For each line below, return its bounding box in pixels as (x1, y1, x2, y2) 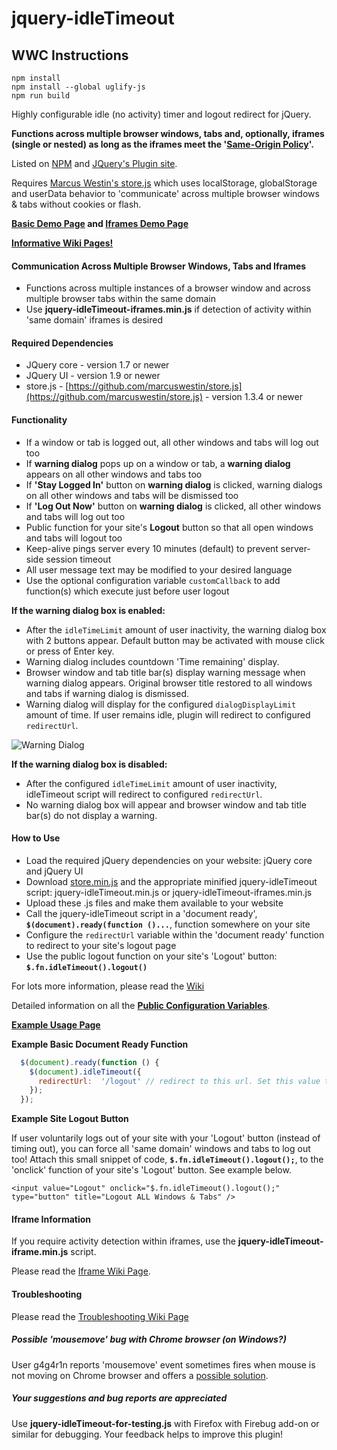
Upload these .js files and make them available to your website (25, 897, 284, 909)
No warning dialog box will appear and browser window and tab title (25, 798, 307, 811)
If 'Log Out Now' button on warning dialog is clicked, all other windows (25, 500, 322, 512)
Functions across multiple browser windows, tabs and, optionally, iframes (11, 128, 325, 139)
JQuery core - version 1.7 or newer (25, 359, 170, 371)
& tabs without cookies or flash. (11, 198, 142, 210)
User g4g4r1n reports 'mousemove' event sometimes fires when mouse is (11, 1358, 316, 1371)
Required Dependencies (11, 337, 114, 349)
